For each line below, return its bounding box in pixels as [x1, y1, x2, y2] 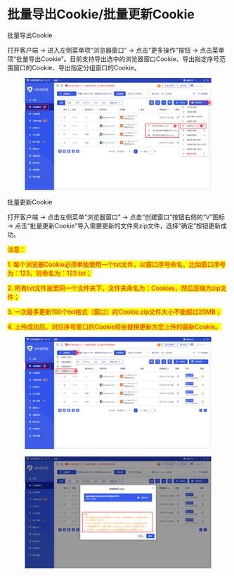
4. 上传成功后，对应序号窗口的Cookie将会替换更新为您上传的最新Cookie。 [7, 322, 222, 331]
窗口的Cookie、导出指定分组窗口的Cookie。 [13, 63, 141, 72]
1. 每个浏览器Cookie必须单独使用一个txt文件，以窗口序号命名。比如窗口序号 [7, 261, 226, 268]
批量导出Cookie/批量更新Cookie [7, 6, 195, 22]
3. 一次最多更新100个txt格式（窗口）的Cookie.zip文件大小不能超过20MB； [7, 308, 222, 316]
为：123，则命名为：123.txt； [7, 269, 93, 277]
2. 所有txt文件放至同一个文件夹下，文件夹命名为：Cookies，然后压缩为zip [7, 284, 221, 292]
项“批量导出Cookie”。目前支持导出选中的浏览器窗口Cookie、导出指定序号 [7, 54, 220, 63]
